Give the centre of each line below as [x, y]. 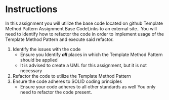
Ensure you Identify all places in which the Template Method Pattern [91, 55]
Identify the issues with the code [47, 49]
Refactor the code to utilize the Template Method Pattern [72, 76]
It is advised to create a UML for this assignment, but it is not [83, 65]
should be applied [39, 60]
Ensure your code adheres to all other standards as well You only [88, 86]
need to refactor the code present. [56, 92]
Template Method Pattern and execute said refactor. [59, 39]
